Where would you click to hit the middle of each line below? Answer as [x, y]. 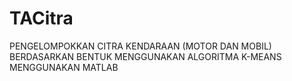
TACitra [41, 18]
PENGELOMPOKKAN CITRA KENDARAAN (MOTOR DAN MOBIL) [140, 46]
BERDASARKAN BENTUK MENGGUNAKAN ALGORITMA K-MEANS [145, 56]
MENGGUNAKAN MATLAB [64, 67]
